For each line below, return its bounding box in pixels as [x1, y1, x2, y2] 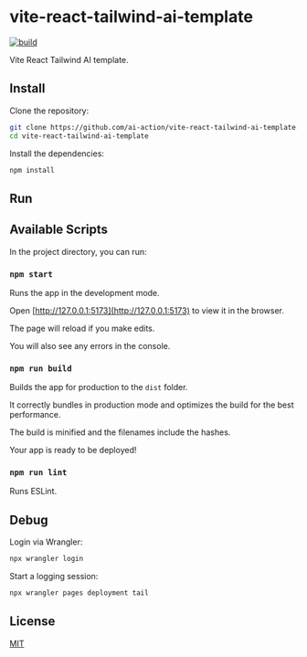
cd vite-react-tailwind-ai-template [9, 131, 149, 141]
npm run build [9, 363, 72, 374]
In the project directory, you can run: [9, 246, 147, 257]
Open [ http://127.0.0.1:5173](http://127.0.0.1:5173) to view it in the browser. [9, 304, 285, 316]
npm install [9, 165, 55, 175]
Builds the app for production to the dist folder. [9, 382, 188, 393]
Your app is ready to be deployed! [9, 445, 137, 456]
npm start [9, 269, 53, 280]
